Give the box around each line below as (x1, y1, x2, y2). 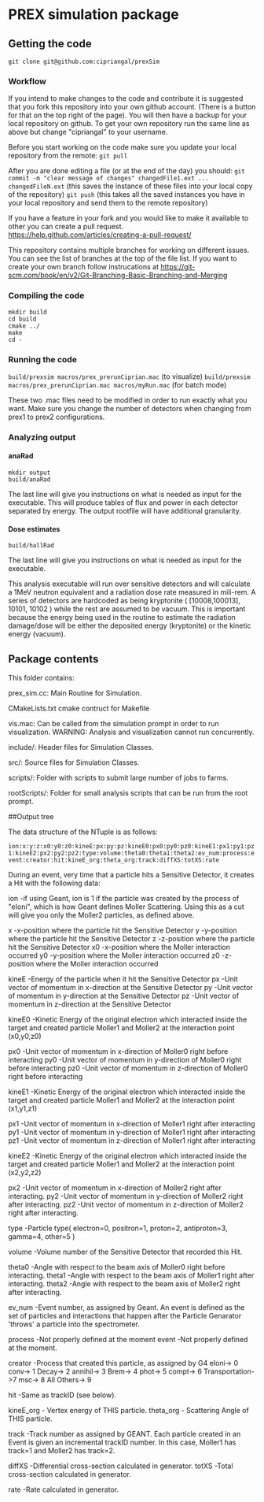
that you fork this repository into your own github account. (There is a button (8, 102, 256, 112)
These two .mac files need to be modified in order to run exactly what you (8, 395, 247, 405)
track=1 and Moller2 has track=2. (8, 1446, 115, 1456)
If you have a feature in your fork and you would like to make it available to (8, 213, 249, 223)
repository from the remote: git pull (8, 151, 128, 161)
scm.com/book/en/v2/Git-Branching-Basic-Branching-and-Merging (8, 270, 228, 280)
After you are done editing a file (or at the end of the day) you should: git (8, 166, 245, 176)
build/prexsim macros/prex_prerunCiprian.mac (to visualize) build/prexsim (8, 372, 251, 381)
